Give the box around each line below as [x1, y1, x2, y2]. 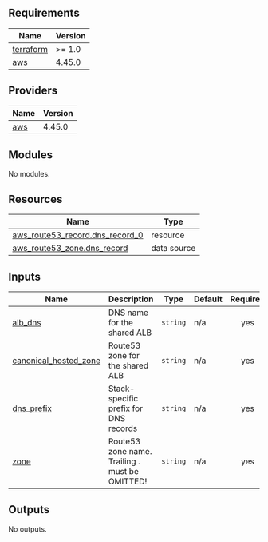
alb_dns [12, 317, 41, 329]
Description [108, 293, 154, 305]
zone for [108, 350, 140, 361]
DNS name [108, 307, 149, 318]
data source [151, 243, 196, 254]
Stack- [108, 383, 136, 394]
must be [108, 466, 140, 477]
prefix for [108, 403, 144, 414]
